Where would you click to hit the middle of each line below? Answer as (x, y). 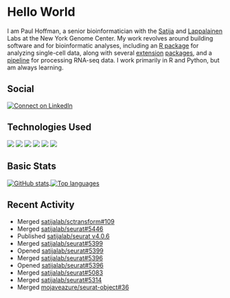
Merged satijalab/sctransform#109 (66, 221)
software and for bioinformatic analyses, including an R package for (103, 45)
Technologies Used (49, 127)
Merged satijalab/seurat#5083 (60, 273)
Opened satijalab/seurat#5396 (60, 265)
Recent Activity (41, 205)
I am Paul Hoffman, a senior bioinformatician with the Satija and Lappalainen (115, 31)
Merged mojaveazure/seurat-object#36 (73, 287)
